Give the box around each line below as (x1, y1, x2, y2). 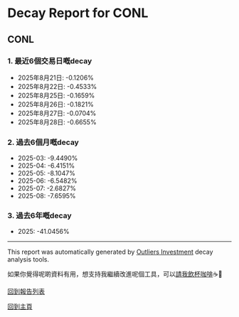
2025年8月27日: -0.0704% (17, 109, 97, 117)
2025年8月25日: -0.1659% (17, 91, 95, 100)
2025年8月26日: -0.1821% (17, 100, 94, 108)
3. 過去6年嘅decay (7, 211, 73, 221)
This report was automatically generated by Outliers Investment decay (7, 247, 213, 257)
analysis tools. (7, 255, 50, 264)
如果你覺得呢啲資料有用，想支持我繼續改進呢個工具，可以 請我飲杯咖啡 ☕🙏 (7, 270, 223, 279)
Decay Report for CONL (7, 5, 149, 21)
